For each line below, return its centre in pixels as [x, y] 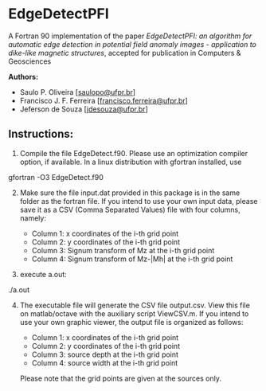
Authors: [23, 76]
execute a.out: [43, 274]
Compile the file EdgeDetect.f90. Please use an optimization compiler [134, 153]
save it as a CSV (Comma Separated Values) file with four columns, [130, 209]
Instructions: [41, 134]
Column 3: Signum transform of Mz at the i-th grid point [123, 250]
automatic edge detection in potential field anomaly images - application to [133, 44]
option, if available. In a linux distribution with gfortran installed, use [131, 162]
